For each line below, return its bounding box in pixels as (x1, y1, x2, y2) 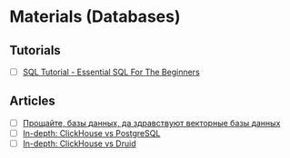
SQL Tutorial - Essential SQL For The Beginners (22, 66, 200, 77)
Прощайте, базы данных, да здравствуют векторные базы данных (22, 117, 281, 128)
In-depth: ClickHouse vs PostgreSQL (22, 127, 161, 138)
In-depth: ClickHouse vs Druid (22, 138, 136, 149)
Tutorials (9, 43, 61, 58)
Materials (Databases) (9, 6, 181, 27)
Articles (9, 94, 56, 109)
